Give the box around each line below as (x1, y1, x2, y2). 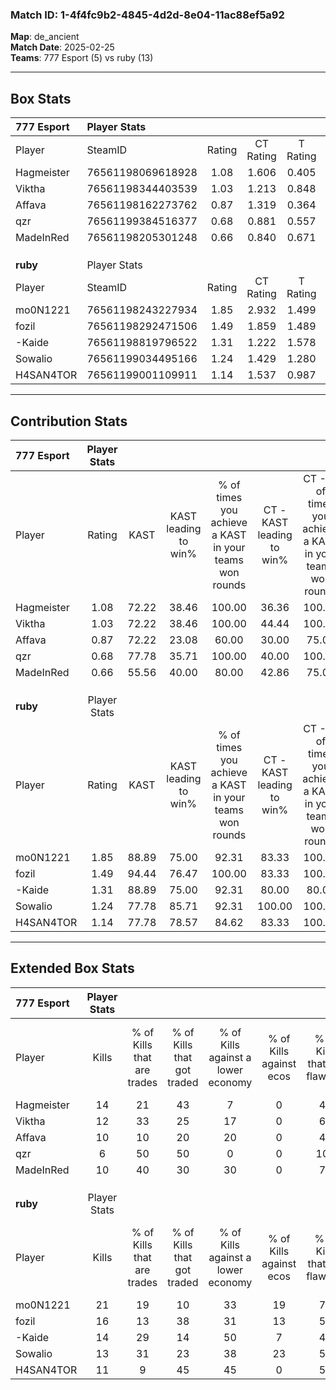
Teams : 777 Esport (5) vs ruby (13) (10, 52, 154, 64)
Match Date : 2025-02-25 (10, 41, 115, 53)
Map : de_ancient (10, 31, 80, 43)
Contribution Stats (10, 413, 128, 430)
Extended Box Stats (10, 960, 135, 977)
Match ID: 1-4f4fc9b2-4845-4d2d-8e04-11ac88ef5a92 (10, 8, 285, 22)
